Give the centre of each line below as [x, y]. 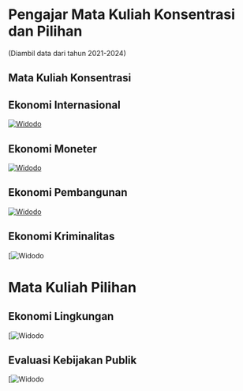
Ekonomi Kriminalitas [62, 237]
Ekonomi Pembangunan [68, 192]
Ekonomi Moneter [52, 149]
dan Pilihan [45, 31]
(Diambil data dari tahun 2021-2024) [67, 53]
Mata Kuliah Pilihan [72, 287]
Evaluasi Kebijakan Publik [73, 360]
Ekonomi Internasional [64, 105]
